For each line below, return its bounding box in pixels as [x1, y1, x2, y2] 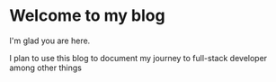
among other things [9, 62, 83, 73]
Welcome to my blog [9, 5, 165, 26]
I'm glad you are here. [9, 35, 91, 46]
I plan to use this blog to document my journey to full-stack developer [9, 52, 268, 63]
